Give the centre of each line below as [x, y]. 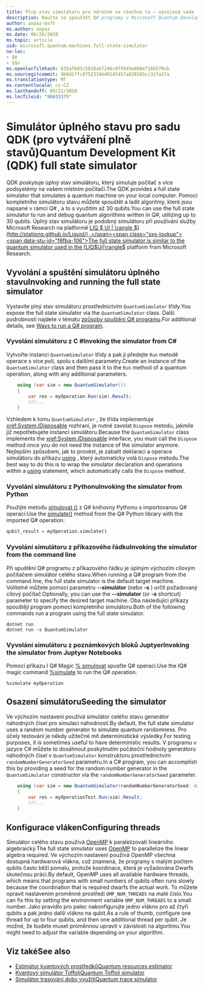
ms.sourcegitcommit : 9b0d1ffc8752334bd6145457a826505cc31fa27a [88, 74]
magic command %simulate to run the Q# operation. [72, 672]
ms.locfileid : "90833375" [39, 97]
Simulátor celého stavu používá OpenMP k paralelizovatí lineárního [90, 842]
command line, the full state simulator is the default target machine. [90, 581]
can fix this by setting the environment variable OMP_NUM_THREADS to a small [99, 900]
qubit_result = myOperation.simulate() [57, 532]
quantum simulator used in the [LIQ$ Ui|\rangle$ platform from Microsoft [97, 247]
